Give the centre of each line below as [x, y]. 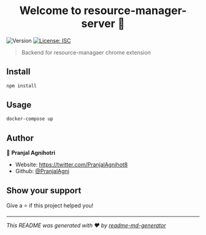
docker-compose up [30, 119]
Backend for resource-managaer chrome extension [86, 52]
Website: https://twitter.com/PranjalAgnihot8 [71, 165]
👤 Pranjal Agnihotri [31, 153]
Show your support [44, 190]
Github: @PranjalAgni [42, 171]
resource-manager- [135, 11]
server [98, 24]
